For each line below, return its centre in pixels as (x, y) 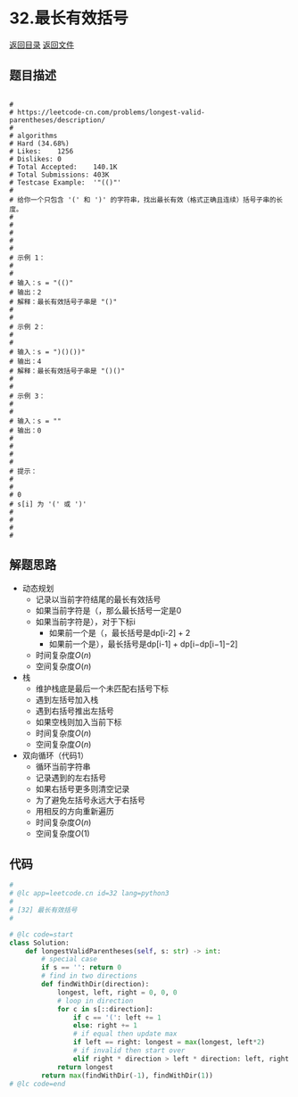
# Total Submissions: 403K (59, 175)
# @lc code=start (41, 934)
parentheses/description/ (57, 120)
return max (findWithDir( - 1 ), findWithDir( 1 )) (128, 1076)
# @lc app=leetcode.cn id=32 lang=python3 (89, 894)
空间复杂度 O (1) (63, 833)
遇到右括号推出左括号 (74, 711)
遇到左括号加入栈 (67, 699)
